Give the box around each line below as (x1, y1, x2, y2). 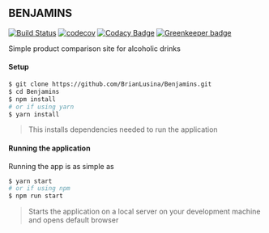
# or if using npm (8, 184, 70, 193)
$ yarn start (8, 177, 53, 185)
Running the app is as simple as (8, 161, 115, 171)
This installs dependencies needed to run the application (28, 125, 218, 134)
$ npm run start (8, 192, 63, 201)
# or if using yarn (8, 103, 75, 111)
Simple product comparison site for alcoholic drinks (8, 44, 181, 53)
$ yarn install (8, 110, 60, 118)
